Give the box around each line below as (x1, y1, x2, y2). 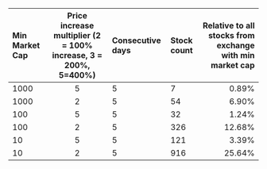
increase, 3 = (52, 50, 103, 60)
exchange (216, 40, 255, 51)
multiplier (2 (53, 30, 102, 40)
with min (221, 50, 255, 60)
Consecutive (111, 35, 161, 46)
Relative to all (202, 20, 255, 31)
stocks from (207, 30, 255, 40)
